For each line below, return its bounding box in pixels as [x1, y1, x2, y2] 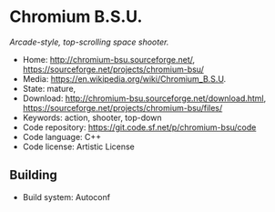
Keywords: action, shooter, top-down [22, 112, 162, 123]
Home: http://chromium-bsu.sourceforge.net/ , [22, 54, 196, 65]
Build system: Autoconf [22, 191, 111, 202]
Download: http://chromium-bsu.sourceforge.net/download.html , [22, 93, 267, 104]
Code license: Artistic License [22, 141, 135, 152]
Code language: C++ [22, 131, 102, 142]
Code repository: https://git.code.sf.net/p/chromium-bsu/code [22, 121, 257, 133]
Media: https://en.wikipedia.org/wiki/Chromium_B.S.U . [22, 73, 227, 84]
